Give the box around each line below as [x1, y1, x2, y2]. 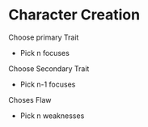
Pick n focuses [19, 48, 70, 57]
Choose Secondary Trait [8, 63, 90, 74]
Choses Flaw [8, 95, 52, 104]
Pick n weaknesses [19, 111, 85, 121]
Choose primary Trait [8, 32, 79, 42]
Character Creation [8, 6, 140, 24]
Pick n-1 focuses [19, 79, 76, 89]
